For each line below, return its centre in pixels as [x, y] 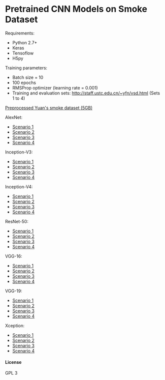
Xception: [15, 325]
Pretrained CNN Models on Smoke [76, 9]
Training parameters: [26, 68]
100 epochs [24, 83]
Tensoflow [23, 53]
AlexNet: [14, 117]
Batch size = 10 [28, 77]
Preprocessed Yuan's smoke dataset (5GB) [49, 108]
